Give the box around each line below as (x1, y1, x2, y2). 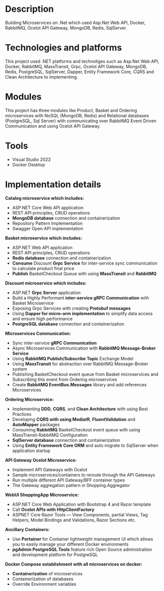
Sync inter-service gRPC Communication (12, 340, 97, 346)
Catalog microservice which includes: (5, 195, 84, 201)
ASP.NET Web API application (12, 244, 73, 250)
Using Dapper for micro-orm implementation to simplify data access (12, 310, 153, 316)
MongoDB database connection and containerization (12, 215, 120, 221)
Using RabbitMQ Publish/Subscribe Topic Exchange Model (12, 355, 134, 361)
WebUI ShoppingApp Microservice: (5, 492, 79, 498)
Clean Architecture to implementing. (5, 74, 79, 80)
